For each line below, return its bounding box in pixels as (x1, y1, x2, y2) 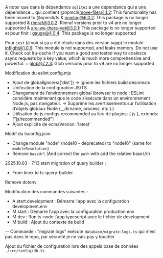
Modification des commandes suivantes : (5, 189, 88, 194)
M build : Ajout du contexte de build (12, 219, 84, 225)
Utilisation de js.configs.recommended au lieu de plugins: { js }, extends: (12, 111, 159, 117)
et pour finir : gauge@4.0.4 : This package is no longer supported (5, 30, 136, 36)
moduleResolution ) (12, 146, 49, 151)
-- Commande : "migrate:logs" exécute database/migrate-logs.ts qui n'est (5, 229, 156, 234)
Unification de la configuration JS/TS (12, 85, 87, 90)
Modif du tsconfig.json (5, 131, 51, 136)
